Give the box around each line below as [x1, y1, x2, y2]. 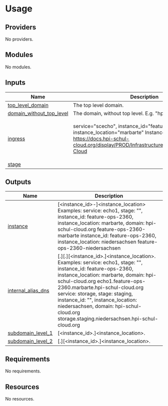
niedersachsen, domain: [57, 303, 114, 310]
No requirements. [5, 368, 41, 374]
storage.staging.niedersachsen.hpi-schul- [57, 315, 158, 322]
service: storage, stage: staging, [57, 290, 133, 297]
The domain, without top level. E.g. [73, 109, 154, 116]
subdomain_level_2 [7, 338, 53, 345]
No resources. [5, 396, 34, 402]
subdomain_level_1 [7, 329, 53, 336]
